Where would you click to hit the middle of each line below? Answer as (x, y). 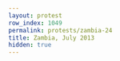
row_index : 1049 (35, 23)
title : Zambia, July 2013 (51, 38)
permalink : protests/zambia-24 (60, 30)
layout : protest (35, 15)
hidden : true (30, 45)
